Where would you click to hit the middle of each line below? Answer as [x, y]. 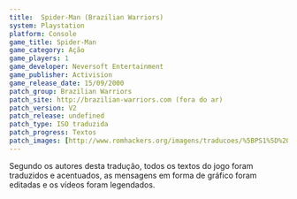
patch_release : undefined [57, 116]
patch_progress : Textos [53, 133]
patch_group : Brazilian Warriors [71, 91]
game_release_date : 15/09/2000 [67, 83]
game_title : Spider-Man [53, 42]
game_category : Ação [47, 50]
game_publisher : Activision [61, 75]
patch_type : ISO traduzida [59, 125]
